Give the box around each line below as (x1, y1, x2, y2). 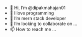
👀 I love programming (9, 10, 54, 16)
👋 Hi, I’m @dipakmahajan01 (9, 5, 66, 10)
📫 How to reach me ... (9, 26, 56, 32)
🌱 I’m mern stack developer (9, 15, 66, 21)
